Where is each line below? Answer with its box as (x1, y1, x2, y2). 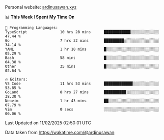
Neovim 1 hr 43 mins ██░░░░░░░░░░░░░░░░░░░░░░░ (5, 98, 160, 103)
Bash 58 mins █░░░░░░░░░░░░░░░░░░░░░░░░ (5, 56, 160, 60)
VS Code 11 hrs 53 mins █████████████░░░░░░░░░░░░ (5, 81, 160, 86)
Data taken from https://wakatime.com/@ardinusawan (5, 130, 114, 135)
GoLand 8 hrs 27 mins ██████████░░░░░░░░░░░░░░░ (5, 90, 160, 95)
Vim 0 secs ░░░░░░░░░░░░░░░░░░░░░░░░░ (5, 107, 160, 112)
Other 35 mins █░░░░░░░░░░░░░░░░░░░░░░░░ (5, 64, 160, 69)
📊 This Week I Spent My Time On (5, 14, 75, 20)
